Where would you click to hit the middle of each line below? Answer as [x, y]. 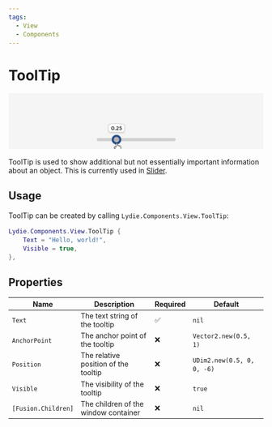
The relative [100, 356]
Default [226, 304]
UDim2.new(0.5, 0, [224, 361]
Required [170, 304]
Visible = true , [51, 248]
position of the [105, 364]
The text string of [109, 315]
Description [115, 304]
